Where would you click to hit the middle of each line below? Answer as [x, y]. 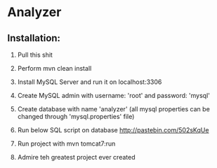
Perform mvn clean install [54, 68]
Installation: [34, 38]
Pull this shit [35, 55]
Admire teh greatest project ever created [76, 157]
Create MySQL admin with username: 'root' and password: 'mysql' [114, 96]
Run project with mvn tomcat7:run [66, 143]
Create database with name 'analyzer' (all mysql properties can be [114, 109]
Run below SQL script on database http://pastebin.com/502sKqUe [113, 130]
